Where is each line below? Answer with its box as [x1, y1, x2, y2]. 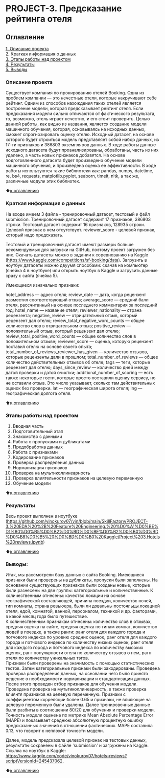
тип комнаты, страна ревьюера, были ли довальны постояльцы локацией [5, 603, 160, 609]
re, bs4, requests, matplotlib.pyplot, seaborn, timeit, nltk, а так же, [5, 173, 140, 179]
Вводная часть [12, 423, 44, 429]
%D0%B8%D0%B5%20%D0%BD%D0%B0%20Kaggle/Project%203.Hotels [5, 534, 160, 540]
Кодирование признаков [12, 454, 64, 460]
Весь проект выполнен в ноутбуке [5, 513, 78, 519]
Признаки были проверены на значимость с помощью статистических [5, 660, 155, 666]
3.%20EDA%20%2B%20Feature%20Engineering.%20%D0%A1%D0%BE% [5, 524, 159, 529]
